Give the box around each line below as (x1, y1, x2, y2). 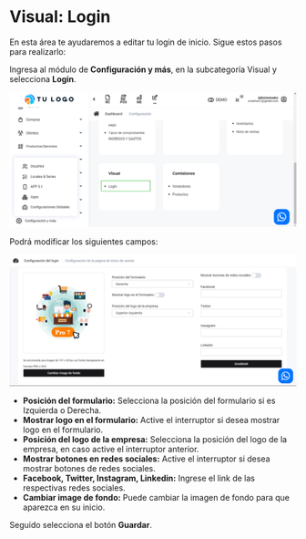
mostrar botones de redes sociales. (22, 463, 157, 473)
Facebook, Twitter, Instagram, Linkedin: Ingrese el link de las (22, 472, 255, 483)
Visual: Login (9, 6, 111, 27)
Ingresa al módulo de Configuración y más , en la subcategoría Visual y (9, 64, 278, 75)
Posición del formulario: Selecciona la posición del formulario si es (22, 395, 276, 406)
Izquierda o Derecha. (22, 405, 102, 416)
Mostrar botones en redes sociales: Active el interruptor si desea (22, 453, 270, 464)
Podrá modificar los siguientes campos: (9, 235, 158, 247)
